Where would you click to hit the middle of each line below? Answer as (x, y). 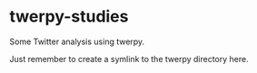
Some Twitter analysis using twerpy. (77, 41)
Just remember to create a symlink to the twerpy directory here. (129, 59)
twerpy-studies (69, 17)
